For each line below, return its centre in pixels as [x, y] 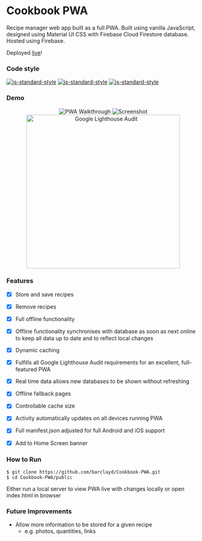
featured [26, 369]
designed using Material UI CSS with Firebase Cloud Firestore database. [98, 34]
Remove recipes [36, 306]
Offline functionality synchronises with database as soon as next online [105, 331]
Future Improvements [39, 511]
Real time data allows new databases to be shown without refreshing [102, 381]
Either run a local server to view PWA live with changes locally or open [95, 489]
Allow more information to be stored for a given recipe [84, 525]
